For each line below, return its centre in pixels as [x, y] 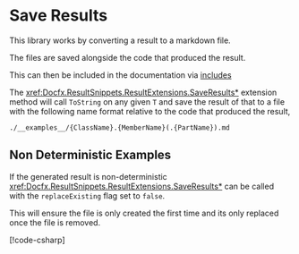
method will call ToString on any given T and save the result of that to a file [147, 102]
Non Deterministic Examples [90, 155]
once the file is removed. [55, 222]
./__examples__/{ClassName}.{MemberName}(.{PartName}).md [120, 127]
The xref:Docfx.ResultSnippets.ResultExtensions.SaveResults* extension [143, 92]
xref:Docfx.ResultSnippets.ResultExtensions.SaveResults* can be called [142, 186]
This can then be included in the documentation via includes [120, 75]
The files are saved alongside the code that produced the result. [128, 57]
